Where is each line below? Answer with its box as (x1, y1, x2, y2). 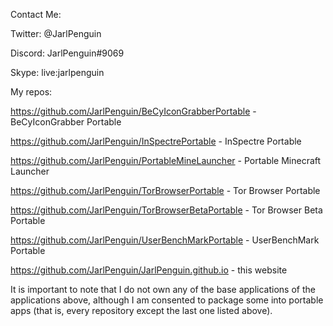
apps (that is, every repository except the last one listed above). (10, 305, 273, 316)
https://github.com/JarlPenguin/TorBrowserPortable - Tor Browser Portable (10, 185, 321, 196)
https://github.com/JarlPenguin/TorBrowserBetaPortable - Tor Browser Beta (10, 204, 323, 216)
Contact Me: (10, 9, 62, 20)
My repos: (10, 86, 53, 98)
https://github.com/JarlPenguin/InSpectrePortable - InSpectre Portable (10, 135, 302, 147)
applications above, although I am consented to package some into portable (10, 294, 324, 306)
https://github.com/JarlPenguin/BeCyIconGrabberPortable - (10, 105, 257, 117)
